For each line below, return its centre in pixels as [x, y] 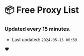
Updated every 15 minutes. [38, 29]
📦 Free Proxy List [42, 10]
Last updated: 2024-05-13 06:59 [44, 40]
